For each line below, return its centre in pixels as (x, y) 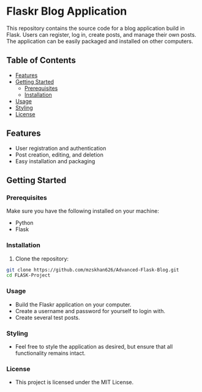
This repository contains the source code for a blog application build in (95, 28)
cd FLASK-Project (28, 276)
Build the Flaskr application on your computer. (73, 305)
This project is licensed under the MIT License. (74, 382)
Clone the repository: (42, 259)
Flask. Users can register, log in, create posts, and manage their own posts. (101, 34)
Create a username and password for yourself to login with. (90, 311)
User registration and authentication (61, 148)
